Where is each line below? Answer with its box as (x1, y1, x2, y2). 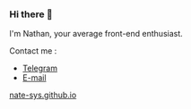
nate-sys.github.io (9, 89, 77, 101)
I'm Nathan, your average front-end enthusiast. (9, 29, 184, 39)
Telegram (22, 63, 58, 74)
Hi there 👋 (9, 8, 54, 21)
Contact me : (9, 46, 57, 56)
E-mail (22, 72, 47, 83)
